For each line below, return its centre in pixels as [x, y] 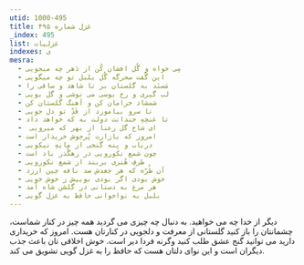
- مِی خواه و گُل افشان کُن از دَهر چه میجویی [100, 69]
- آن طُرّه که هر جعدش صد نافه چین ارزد [92, 170]
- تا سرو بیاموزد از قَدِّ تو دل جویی [85, 111]
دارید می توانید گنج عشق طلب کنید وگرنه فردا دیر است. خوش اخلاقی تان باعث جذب [152, 241]
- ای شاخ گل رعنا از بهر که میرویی [87, 128]
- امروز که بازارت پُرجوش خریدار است [87, 137]
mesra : [22, 60]
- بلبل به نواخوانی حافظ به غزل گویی [89, 196]
